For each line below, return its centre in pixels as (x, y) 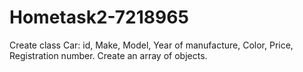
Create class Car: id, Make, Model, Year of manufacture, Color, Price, (151, 45)
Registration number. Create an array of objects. (108, 55)
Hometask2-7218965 (99, 17)
